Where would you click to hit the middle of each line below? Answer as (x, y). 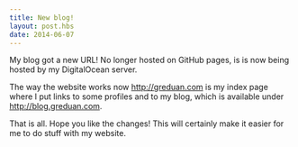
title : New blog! (42, 18)
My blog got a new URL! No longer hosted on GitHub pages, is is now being (149, 60)
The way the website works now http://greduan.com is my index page (139, 87)
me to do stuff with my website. (68, 133)
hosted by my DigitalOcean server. (73, 69)
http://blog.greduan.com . (56, 106)
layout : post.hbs (42, 26)
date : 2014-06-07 (42, 34)
